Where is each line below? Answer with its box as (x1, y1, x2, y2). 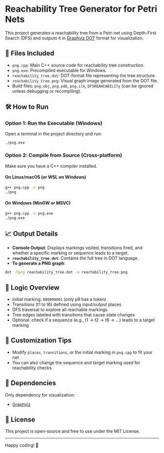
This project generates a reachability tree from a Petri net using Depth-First (5, 30, 157, 36)
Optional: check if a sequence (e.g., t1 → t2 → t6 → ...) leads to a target (12, 317, 155, 323)
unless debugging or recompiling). (12, 88, 82, 94)
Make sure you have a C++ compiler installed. (5, 163, 98, 169)
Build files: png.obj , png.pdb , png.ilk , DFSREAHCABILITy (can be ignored (12, 83, 154, 89)
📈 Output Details (5, 229, 58, 237)
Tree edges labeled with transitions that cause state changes (12, 312, 135, 318)
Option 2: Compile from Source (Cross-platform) (5, 152, 123, 159)
